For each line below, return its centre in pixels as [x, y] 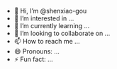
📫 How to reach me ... [47, 41]
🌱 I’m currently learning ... [52, 26]
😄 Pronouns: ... [37, 51]
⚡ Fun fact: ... [33, 59]
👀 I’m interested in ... [44, 18]
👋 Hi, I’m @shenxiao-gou [50, 11]
